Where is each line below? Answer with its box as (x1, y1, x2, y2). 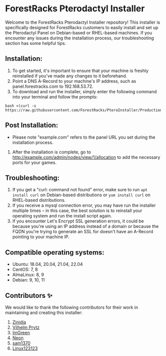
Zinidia (12, 319, 26, 325)
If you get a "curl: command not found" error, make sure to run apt (12, 187, 148, 193)
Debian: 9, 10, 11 (12, 277, 45, 283)
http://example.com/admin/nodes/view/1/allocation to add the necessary (12, 154, 161, 160)
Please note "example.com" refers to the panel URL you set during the (12, 134, 156, 140)
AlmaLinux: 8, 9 (12, 272, 44, 278)
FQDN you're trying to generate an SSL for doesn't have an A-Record (12, 229, 153, 235)
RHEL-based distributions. (12, 197, 66, 203)
